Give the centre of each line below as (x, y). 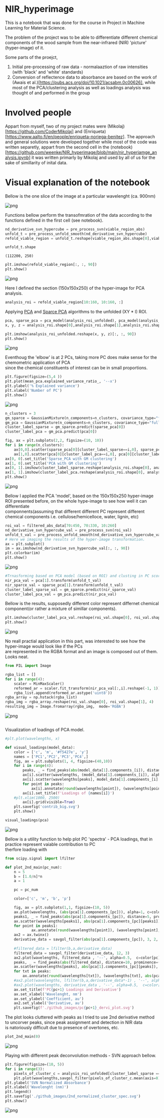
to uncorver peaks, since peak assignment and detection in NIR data (74, 1022)
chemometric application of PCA (38, 363)
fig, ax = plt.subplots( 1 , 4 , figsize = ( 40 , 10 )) (63, 761)
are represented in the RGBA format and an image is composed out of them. (82, 652)
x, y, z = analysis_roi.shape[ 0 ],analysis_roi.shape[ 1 (62, 325)
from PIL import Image (28, 666)
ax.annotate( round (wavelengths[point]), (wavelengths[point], (96, 930)
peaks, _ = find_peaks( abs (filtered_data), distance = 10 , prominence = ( (87, 962)
